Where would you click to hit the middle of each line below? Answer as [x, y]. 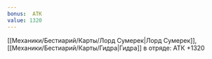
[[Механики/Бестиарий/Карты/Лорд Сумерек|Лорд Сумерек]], [102, 40]
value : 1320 [25, 20]
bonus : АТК [25, 14]
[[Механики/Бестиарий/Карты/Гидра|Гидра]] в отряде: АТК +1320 [106, 48]
